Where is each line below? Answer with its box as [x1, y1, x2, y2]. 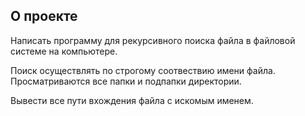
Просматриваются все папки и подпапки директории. [10, 75, 242, 87]
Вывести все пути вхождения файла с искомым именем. [10, 94, 254, 106]
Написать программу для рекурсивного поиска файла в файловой [10, 34, 296, 46]
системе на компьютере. [10, 45, 118, 57]
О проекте [10, 8, 78, 25]
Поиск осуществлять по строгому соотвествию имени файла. [10, 64, 276, 76]
